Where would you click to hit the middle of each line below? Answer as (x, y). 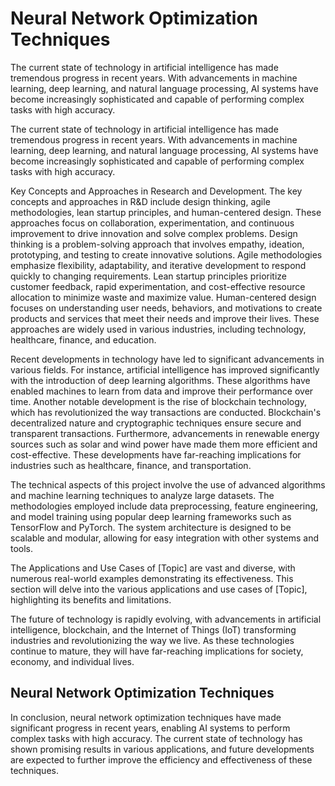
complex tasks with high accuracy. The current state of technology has (156, 738)
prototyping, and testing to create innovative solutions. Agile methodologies (166, 254)
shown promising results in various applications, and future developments (162, 749)
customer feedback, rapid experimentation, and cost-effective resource (158, 286)
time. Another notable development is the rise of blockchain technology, (159, 401)
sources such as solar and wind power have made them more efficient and (164, 444)
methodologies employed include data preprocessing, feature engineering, (164, 506)
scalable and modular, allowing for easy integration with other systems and (165, 538)
